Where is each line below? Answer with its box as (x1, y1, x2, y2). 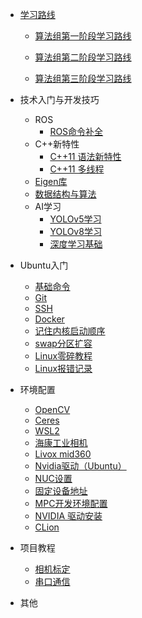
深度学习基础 (49, 238, 103, 250)
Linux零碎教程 (34, 350, 93, 362)
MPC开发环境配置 (34, 498, 108, 509)
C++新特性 (34, 138, 80, 150)
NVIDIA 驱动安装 (34, 510, 103, 522)
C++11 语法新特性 (49, 151, 122, 162)
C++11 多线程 (49, 163, 105, 175)
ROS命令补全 (49, 126, 104, 137)
